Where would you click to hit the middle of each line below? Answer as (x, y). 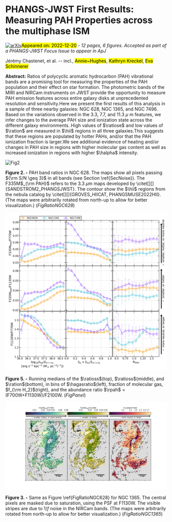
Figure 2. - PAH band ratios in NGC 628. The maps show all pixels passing (84, 172)
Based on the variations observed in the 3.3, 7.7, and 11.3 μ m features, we (83, 114)
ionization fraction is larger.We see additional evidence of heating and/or (82, 142)
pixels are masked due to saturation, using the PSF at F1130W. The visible (83, 503)
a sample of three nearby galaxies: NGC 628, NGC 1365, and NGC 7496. (82, 109)
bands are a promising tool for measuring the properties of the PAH (77, 82)
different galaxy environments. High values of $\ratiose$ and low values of (84, 125)
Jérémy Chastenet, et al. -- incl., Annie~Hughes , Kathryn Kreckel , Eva (79, 61)
